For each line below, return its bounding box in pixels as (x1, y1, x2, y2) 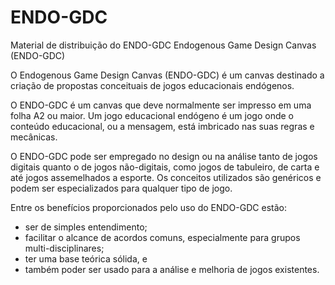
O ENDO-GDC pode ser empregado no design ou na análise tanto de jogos (10, 150, 318, 162)
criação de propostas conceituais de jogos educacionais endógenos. (10, 79, 295, 91)
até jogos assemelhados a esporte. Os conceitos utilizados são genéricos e (10, 171, 322, 183)
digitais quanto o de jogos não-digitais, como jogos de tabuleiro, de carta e (10, 161, 320, 173)
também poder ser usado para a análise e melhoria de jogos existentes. (24, 263, 320, 275)
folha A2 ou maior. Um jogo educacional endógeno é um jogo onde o (10, 109, 294, 121)
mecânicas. (10, 131, 58, 143)
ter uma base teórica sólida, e (24, 252, 148, 265)
